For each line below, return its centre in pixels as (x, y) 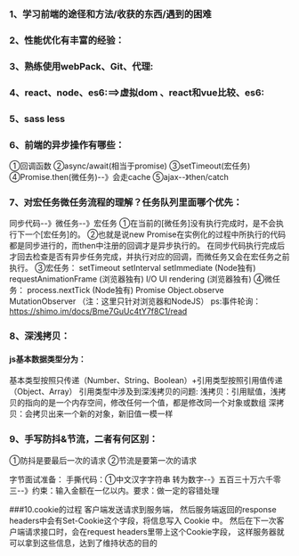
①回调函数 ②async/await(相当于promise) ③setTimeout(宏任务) (130, 166)
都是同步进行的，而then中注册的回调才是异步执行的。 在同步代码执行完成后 (147, 246)
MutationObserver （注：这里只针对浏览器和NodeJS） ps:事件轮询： (135, 301)
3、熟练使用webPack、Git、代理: (81, 66)
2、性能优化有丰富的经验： (67, 40)
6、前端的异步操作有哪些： (67, 144)
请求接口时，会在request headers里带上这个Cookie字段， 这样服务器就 (154, 531)
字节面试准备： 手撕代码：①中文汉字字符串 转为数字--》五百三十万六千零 (145, 479)
